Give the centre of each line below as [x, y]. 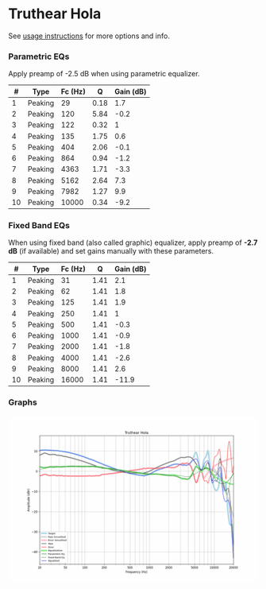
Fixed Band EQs [39, 225]
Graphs [23, 402]
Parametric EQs [39, 56]
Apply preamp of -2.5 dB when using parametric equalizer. [104, 74]
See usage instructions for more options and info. [89, 36]
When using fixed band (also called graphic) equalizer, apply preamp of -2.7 [133, 242]
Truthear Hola [55, 14]
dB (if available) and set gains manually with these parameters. [111, 251]
